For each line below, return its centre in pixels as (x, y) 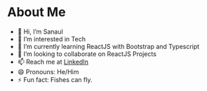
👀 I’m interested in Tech (52, 38)
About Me (36, 12)
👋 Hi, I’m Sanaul (40, 31)
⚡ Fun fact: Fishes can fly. (55, 79)
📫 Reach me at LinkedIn (53, 62)
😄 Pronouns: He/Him (48, 71)
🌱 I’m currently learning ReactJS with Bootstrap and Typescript (108, 46)
